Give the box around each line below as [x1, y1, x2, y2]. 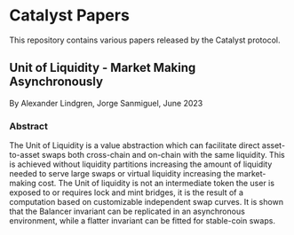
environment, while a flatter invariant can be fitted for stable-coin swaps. [9, 215, 275, 226]
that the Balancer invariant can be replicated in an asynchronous [9, 206, 246, 217]
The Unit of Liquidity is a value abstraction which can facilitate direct [9, 140, 260, 151]
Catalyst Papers [9, 5, 131, 26]
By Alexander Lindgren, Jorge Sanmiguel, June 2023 [9, 98, 203, 108]
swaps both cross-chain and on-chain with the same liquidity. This [41, 150, 286, 161]
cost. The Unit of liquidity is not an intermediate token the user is [37, 178, 275, 189]
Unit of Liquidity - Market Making [9, 60, 196, 75]
